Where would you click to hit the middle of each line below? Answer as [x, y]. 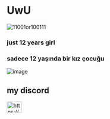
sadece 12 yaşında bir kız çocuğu [56, 59]
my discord [28, 90]
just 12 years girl [31, 42]
